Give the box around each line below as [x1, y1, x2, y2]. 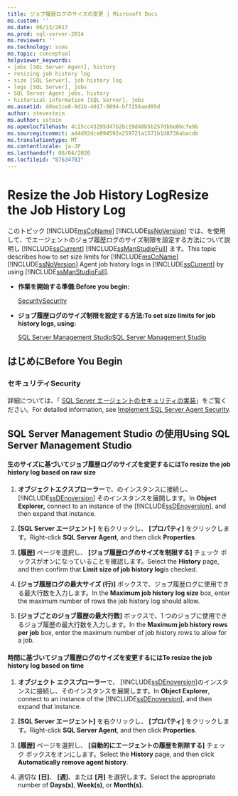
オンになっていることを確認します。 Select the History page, [42, 557, 220, 566]
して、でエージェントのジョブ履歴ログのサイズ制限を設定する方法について [7, 235, 225, 244]
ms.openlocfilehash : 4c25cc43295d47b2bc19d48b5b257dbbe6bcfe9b [7, 123, 199, 130]
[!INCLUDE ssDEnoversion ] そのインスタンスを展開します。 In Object [17, 494, 217, 502]
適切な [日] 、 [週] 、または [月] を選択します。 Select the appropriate [17, 772, 216, 781]
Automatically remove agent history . [17, 758, 129, 767]
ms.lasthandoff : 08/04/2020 [7, 150, 91, 157]
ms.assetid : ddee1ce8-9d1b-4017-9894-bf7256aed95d [7, 103, 161, 110]
